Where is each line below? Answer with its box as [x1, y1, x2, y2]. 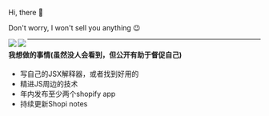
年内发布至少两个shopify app [19, 89, 116, 99]
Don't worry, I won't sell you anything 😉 [8, 23, 141, 32]
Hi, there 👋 [8, 8, 44, 17]
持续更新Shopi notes [19, 99, 88, 109]
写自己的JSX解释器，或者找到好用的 [19, 69, 139, 79]
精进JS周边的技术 [19, 79, 78, 89]
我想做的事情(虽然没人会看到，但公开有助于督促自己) [8, 50, 183, 59]
